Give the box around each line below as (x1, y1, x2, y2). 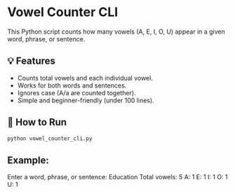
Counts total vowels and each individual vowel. (17, 74, 153, 82)
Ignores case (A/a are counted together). (17, 88, 136, 97)
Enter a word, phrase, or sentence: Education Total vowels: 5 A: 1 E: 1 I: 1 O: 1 (7, 173, 228, 181)
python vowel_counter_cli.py (7, 134, 93, 142)
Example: (7, 154, 49, 166)
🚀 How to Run (7, 116, 67, 128)
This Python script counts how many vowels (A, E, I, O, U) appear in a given (7, 27, 226, 36)
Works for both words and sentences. (17, 81, 127, 90)
